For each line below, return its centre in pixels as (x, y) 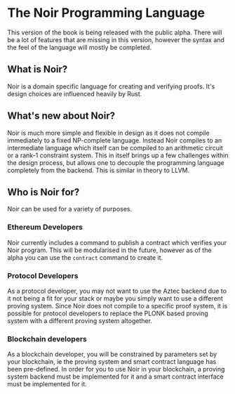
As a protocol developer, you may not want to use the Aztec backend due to (117, 291)
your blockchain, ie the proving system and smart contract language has (112, 362)
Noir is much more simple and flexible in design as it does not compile (108, 133)
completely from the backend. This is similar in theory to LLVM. (99, 170)
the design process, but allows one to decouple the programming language (116, 162)
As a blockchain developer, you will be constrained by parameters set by (112, 354)
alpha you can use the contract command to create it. (85, 257)
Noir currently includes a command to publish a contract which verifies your (117, 242)
